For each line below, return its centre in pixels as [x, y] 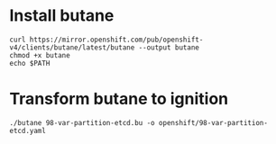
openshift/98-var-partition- [213, 122]
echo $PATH [30, 63]
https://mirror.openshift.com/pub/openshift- [116, 40]
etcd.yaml [28, 130]
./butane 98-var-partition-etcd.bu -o [82, 122]
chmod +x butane [40, 55]
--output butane [169, 47]
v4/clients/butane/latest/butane [72, 47]
